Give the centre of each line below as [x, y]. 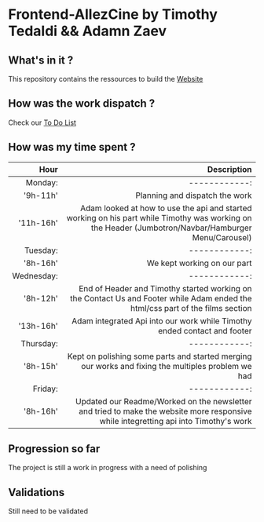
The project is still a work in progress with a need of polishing [108, 468]
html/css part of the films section [191, 308]
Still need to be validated [48, 511]
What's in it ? [41, 60]
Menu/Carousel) [222, 237]
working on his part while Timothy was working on [159, 217]
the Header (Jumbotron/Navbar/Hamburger [171, 228]
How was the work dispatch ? [82, 104]
